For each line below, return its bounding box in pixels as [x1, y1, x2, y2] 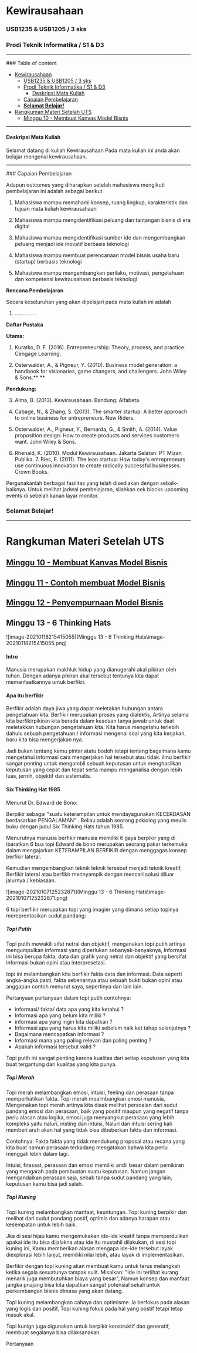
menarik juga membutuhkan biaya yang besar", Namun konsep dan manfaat [6, 1275, 189, 1282]
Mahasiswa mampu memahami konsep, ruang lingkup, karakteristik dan [14, 198, 188, 206]
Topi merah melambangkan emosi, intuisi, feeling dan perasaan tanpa [6, 1089, 174, 1096]
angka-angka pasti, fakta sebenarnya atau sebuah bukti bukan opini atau [6, 976, 183, 984]
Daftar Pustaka [6, 321, 43, 328]
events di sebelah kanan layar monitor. [6, 492, 99, 499]
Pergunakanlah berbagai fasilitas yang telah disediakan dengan [6, 480, 159, 487]
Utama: [6, 332, 25, 339]
